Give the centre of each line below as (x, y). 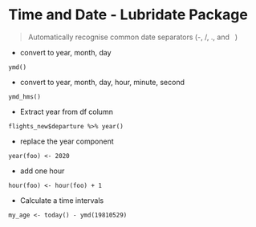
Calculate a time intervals (62, 200)
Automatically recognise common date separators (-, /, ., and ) (133, 37)
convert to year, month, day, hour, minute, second (102, 82)
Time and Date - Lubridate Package (128, 15)
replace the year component (67, 141)
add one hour (42, 171)
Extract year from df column (67, 111)
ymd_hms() (25, 97)
